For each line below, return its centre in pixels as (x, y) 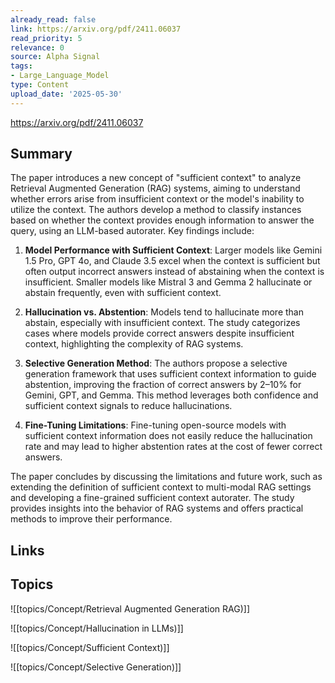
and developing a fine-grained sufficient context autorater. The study (152, 498)
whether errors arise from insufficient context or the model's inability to (157, 199)
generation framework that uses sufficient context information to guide (170, 374)
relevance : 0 (37, 47)
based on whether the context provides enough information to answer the (162, 220)
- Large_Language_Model (60, 76)
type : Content (40, 85)
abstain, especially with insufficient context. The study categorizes (162, 323)
